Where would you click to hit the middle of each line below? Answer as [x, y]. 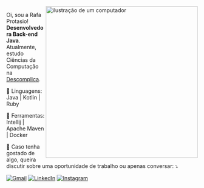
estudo [15, 53]
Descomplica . [23, 79]
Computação [22, 66]
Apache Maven [25, 129]
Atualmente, [21, 47]
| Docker [17, 135]
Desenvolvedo [25, 28]
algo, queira [21, 159]
